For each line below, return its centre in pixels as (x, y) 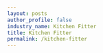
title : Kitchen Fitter (39, 33)
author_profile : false (39, 20)
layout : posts (27, 13)
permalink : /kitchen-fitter (47, 39)
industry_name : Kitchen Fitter (52, 26)
